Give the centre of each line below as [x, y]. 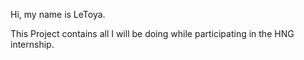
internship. [32, 44]
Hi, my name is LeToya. [58, 14]
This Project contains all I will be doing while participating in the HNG [152, 33]
